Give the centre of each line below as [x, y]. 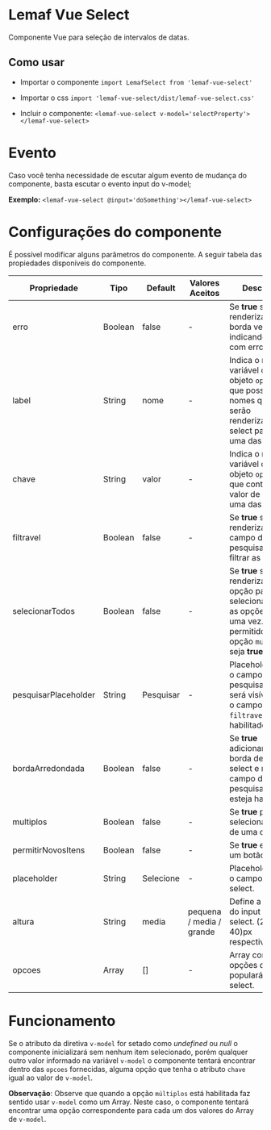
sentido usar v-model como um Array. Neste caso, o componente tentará [129, 1102]
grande [201, 932]
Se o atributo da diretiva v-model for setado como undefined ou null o [123, 1043]
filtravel [27, 537]
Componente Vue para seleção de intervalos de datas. [99, 37]
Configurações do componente [115, 232]
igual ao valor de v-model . [51, 1078]
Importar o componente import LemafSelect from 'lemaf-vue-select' [136, 81]
